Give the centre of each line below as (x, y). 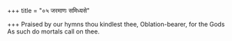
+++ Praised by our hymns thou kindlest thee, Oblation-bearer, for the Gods (116, 24)
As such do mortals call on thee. (53, 31)
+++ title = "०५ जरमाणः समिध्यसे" (49, 11)
